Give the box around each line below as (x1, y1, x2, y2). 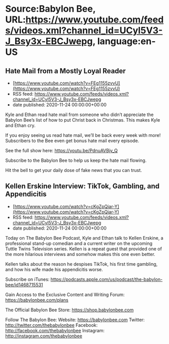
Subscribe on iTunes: (5, 276, 50, 282)
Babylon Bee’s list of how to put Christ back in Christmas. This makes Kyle (5, 117, 160, 123)
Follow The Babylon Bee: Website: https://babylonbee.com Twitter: (5, 317, 145, 323)
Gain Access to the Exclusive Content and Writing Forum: (5, 291, 125, 298)
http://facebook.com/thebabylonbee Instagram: (5, 327, 105, 333)
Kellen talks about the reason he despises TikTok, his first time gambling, (5, 261, 158, 267)
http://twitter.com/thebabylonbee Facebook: (5, 322, 98, 328)
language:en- (97, 36, 156, 47)
